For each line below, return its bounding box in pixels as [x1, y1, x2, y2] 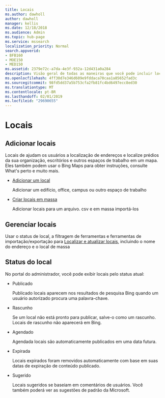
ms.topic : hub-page [5, 35, 45, 40]
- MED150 [5, 62, 23, 67]
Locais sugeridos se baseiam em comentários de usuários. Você [12, 382, 143, 388]
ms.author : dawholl [5, 12, 45, 17]
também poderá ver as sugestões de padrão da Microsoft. [12, 387, 130, 393]
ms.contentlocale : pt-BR [5, 89, 56, 94]
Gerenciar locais [5, 220, 56, 228]
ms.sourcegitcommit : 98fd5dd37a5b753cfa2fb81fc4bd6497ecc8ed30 [5, 80, 137, 85]
